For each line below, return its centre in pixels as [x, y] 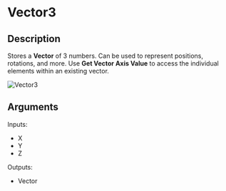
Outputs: [20, 167]
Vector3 [32, 12]
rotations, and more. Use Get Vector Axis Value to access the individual [113, 63]
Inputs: [17, 124]
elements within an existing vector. [58, 71]
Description [34, 39]
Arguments [33, 107]
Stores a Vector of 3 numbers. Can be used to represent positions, [106, 56]
